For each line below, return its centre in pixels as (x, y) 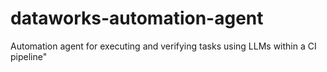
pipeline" (29, 56)
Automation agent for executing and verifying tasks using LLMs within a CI (163, 46)
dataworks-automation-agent (137, 18)
